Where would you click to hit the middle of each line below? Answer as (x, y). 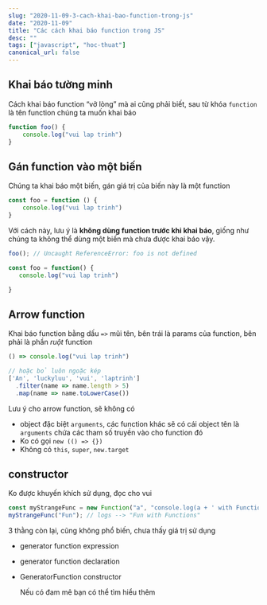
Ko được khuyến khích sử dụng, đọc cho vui (80, 494)
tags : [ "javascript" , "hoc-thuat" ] (67, 45)
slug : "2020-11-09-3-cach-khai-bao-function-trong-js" (101, 16)
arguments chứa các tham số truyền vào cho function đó (111, 432)
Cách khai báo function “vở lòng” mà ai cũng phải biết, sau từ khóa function (133, 103)
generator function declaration (70, 561)
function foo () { (37, 127)
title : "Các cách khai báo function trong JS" (87, 30)
